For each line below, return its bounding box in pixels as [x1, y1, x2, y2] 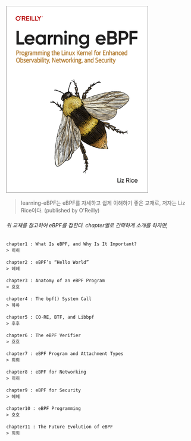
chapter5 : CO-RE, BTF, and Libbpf [6, 314, 95, 320]
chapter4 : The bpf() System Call [6, 296, 92, 302]
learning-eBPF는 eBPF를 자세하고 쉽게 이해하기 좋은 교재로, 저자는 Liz [20, 199, 186, 206]
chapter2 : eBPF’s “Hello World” [6, 260, 89, 266]
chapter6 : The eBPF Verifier [6, 332, 82, 339]
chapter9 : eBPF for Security [6, 387, 82, 393]
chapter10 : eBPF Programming [6, 406, 82, 412]
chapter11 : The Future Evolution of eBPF [6, 424, 113, 430]
